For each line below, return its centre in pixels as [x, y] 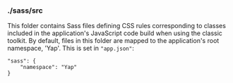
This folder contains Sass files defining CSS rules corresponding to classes [116, 26]
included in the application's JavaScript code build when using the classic [115, 33]
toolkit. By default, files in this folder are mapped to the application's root [113, 41]
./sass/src [25, 11]
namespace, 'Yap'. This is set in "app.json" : [71, 49]
